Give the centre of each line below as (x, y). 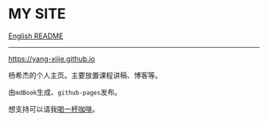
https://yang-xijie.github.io (52, 59)
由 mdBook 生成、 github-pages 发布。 (65, 92)
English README (36, 36)
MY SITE (37, 14)
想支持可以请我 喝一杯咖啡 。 (54, 109)
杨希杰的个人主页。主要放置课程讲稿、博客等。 (85, 75)
